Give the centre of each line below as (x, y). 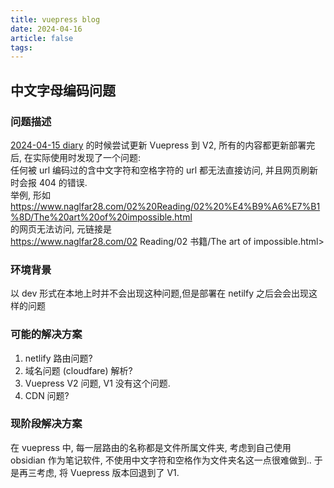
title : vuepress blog (55, 19)
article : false (42, 38)
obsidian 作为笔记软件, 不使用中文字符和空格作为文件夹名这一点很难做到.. (161, 460)
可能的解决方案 (46, 334)
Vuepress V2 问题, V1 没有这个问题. (97, 383)
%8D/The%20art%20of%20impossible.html (101, 217)
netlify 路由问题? (58, 358)
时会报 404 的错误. (49, 182)
